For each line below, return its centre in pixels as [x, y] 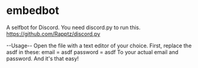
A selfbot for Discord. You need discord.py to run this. [74, 27]
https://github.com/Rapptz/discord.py [53, 33]
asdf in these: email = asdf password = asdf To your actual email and [92, 52]
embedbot [33, 11]
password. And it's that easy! [43, 58]
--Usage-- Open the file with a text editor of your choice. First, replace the [99, 46]
